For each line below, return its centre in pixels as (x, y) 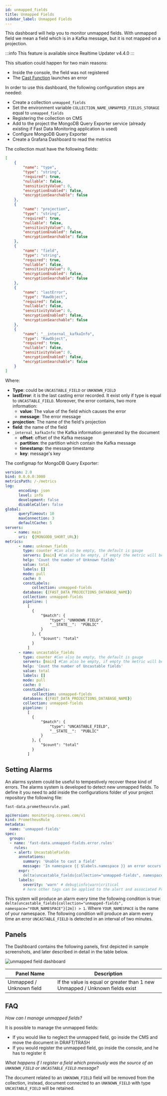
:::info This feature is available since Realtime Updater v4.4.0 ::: (70, 53)
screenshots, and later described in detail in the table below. (67, 952)
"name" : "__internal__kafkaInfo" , (59, 334)
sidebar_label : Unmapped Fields (39, 19)
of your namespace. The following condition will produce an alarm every (79, 913)
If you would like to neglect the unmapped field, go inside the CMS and (85, 1037)
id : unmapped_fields (27, 10)
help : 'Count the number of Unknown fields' (70, 560)
